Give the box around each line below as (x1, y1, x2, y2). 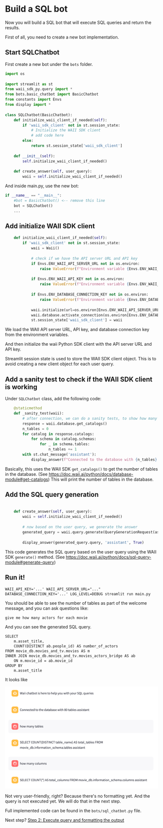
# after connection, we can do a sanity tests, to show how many (22, 416, 158, 421)
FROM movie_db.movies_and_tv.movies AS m (5, 649, 90, 654)
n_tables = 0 (22, 426, 49, 431)
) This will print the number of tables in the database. (48, 476, 154, 482)
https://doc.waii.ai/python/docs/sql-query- (65, 554, 151, 560)
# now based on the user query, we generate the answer (22, 525, 138, 530)
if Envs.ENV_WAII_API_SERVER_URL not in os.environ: (31, 261, 140, 266)
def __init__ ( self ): (14, 154, 55, 158)
